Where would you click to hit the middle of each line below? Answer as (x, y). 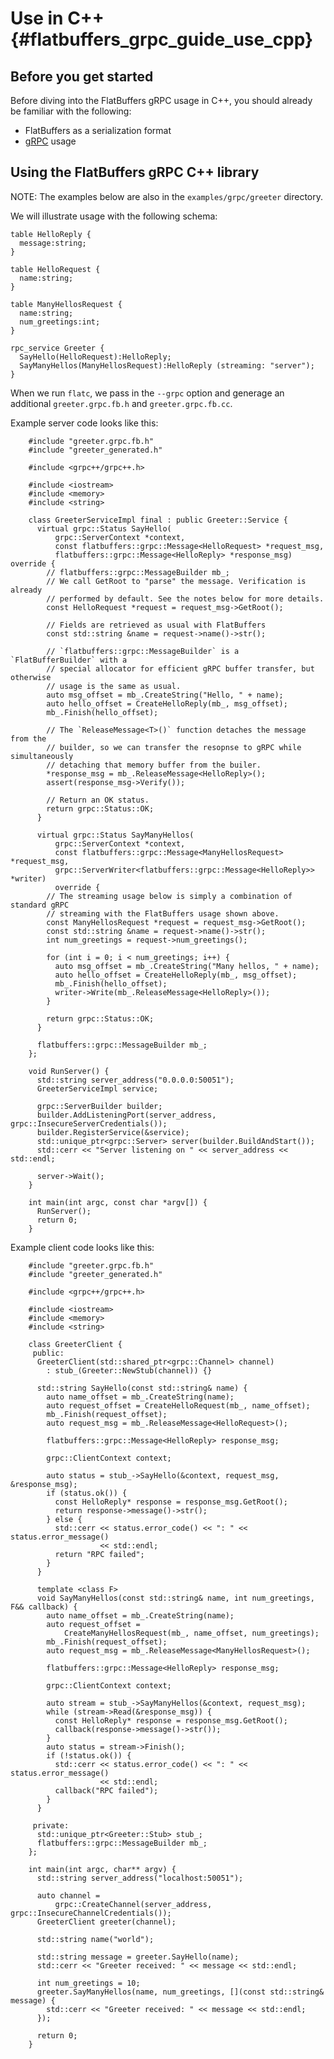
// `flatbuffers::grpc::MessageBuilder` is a (143, 651)
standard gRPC (40, 905)
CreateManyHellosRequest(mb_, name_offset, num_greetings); (191, 1633)
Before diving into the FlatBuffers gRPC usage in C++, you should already (161, 100)
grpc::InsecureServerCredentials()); (89, 1123)
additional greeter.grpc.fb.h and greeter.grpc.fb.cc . (121, 403)
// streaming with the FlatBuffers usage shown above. (163, 913)
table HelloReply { (51, 234)
